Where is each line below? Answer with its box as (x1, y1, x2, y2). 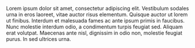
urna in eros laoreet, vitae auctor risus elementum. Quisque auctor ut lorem (6, 11, 188, 18)
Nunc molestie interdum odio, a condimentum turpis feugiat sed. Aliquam (6, 23, 183, 30)
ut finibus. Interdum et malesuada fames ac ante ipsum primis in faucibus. (6, 17, 185, 24)
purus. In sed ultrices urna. (6, 36, 72, 42)
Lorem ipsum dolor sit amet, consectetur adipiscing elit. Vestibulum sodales (6, 5, 189, 12)
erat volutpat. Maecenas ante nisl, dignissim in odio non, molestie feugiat (6, 29, 183, 36)
